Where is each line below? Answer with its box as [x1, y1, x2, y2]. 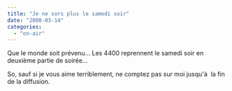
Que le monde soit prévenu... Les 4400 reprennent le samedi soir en [7, 49, 204, 57]
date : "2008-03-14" [7, 17, 64, 24]
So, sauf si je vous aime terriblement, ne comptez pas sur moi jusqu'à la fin [7, 70, 225, 78]
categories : [7, 23, 42, 30]
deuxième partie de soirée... [7, 57, 89, 65]
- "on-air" [13, 29, 45, 37]
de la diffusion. [7, 78, 50, 86]
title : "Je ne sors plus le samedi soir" [7, 10, 130, 17]
